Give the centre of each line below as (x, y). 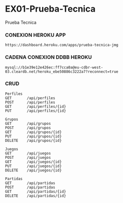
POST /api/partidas (30, 187)
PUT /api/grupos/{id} (34, 136)
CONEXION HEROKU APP (35, 35)
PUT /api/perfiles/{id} (36, 111)
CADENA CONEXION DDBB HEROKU (49, 57)
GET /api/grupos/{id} (34, 132)
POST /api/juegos (28, 157)
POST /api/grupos (28, 128)
